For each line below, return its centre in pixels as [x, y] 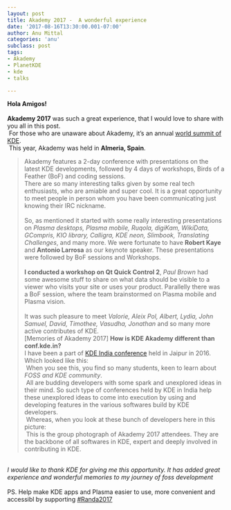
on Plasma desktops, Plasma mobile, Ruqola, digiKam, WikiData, [117, 228]
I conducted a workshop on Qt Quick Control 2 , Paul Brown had [116, 272]
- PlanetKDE [24, 65]
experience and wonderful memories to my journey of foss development [110, 477]
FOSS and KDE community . [63, 375]
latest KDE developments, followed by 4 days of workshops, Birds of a [124, 169]
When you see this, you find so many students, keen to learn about [121, 368]
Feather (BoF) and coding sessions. [75, 176]
